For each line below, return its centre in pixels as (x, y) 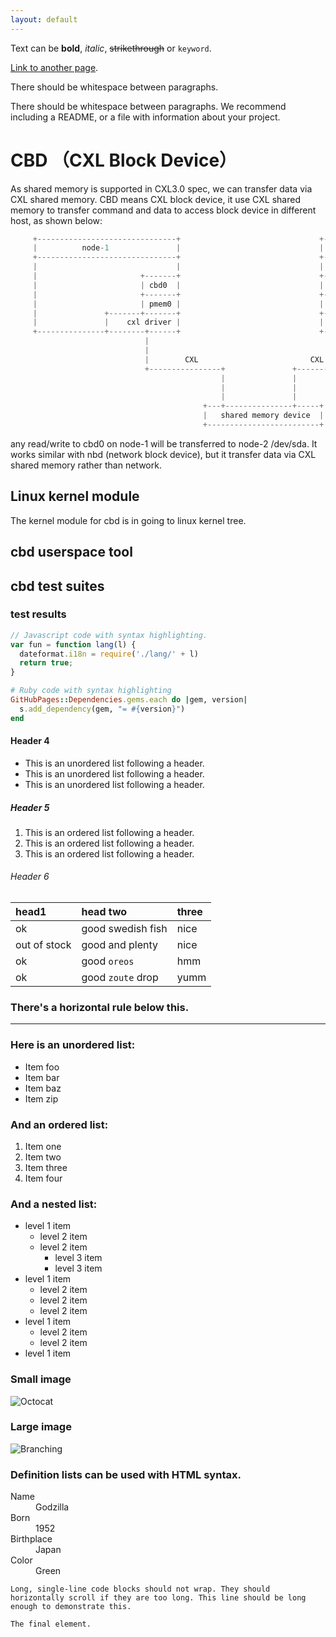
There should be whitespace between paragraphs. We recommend (148, 106)
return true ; (46, 663)
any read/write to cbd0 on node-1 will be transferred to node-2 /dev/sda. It (164, 443)
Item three (46, 1167)
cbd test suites (57, 586)
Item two (43, 1157)
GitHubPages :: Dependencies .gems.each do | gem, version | (129, 700)
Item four (43, 1178)
